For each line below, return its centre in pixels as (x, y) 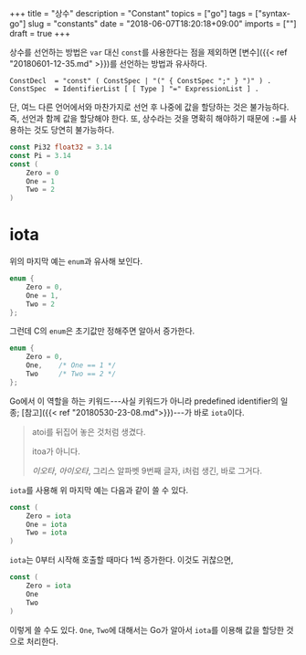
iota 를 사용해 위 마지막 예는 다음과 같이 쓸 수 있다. (99, 490)
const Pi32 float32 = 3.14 (61, 147)
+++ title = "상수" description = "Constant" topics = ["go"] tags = (132, 13)
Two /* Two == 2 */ (71, 374)
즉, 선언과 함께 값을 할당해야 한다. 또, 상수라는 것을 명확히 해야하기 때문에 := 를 (148, 118)
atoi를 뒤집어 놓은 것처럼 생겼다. (89, 431)
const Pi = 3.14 (40, 155)
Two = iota (47, 533)
